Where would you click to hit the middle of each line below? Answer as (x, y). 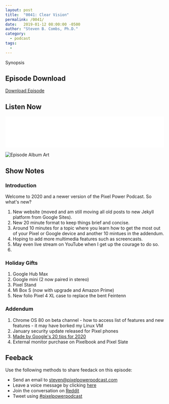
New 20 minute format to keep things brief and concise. (71, 222)
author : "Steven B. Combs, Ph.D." (42, 29)
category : (16, 34)
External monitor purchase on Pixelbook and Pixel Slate (70, 342)
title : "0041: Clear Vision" (37, 15)
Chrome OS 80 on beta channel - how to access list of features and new (88, 320)
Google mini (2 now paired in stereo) (51, 280)
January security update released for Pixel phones (65, 331)
